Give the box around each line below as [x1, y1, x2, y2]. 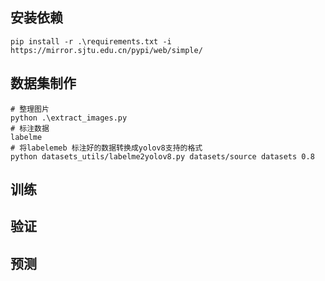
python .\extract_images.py [10, 113, 128, 123]
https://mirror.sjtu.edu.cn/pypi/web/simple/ [10, 45, 203, 55]
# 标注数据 [10, 123, 50, 133]
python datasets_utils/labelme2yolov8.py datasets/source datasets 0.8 [10, 151, 315, 162]
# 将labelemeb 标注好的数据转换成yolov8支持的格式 [10, 143, 203, 153]
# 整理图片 [10, 104, 50, 114]
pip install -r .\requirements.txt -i [10, 36, 172, 47]
